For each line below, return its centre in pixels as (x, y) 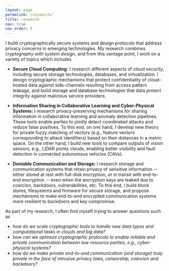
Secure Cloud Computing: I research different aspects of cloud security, (88, 69)
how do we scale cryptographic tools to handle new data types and (83, 227)
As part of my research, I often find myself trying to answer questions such (83, 211)
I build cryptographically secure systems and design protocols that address (84, 43)
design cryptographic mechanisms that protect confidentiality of (79, 80)
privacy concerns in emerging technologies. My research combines (75, 49)
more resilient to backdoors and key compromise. (64, 201)
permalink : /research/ (29, 15)
